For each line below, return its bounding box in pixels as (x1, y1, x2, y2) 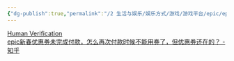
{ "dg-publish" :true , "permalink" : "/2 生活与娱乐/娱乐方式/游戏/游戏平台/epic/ (7, 10, 223, 17)
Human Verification (7, 29, 63, 37)
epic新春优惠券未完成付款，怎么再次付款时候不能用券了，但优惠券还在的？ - (7, 37, 226, 46)
